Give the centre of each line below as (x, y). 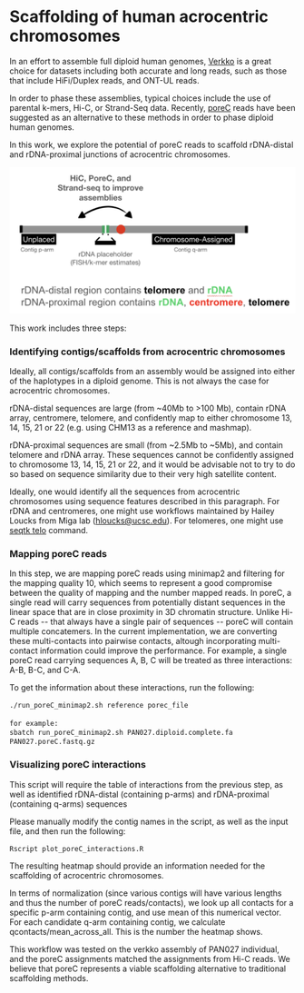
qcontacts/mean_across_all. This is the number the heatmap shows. (136, 931)
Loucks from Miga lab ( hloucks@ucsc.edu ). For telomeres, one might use (147, 521)
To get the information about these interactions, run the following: (132, 688)
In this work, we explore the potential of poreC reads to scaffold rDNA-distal (152, 144)
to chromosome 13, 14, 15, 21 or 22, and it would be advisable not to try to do (152, 464)
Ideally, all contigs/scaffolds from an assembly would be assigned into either (152, 372)
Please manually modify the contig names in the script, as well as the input (149, 821)
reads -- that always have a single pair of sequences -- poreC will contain (155, 622)
